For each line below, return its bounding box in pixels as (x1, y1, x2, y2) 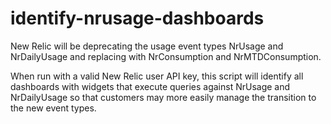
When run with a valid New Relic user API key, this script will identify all (10, 70, 304, 82)
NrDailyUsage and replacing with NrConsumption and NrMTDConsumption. (10, 50, 322, 62)
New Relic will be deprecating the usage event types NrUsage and (10, 40, 284, 52)
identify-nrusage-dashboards (10, 7, 265, 30)
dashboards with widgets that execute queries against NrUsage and (10, 80, 291, 92)
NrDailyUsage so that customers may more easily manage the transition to (10, 91, 317, 103)
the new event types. (10, 102, 97, 114)
